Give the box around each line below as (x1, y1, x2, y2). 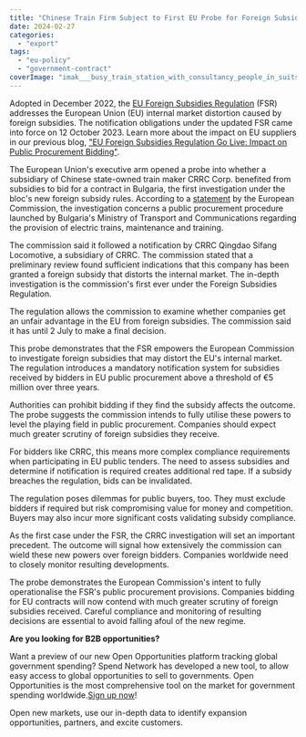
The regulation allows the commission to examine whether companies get (9, 306, 286, 317)
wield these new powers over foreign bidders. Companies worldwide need (9, 549, 289, 560)
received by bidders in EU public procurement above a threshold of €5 (9, 371, 274, 383)
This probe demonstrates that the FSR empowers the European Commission (9, 343, 295, 354)
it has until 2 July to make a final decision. (9, 325, 167, 336)
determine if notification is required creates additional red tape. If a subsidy (9, 465, 292, 476)
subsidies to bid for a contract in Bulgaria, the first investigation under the (9, 183, 286, 194)
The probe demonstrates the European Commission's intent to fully (9, 576, 261, 587)
